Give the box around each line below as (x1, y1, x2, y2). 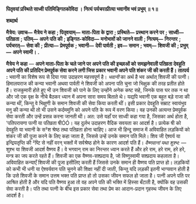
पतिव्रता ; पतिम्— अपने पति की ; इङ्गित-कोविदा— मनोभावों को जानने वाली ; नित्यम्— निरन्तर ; (6, 36, 181, 42)
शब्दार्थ (6, 18, 18, 24)
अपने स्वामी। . (12, 49, 40, 56)
